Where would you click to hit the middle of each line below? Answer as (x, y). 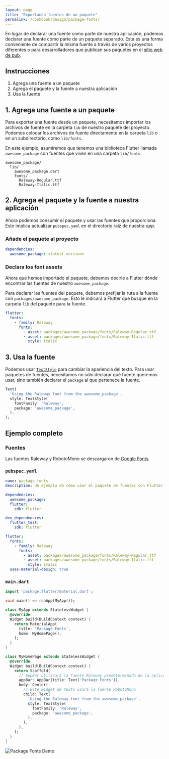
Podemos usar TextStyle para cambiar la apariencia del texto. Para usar (80, 369)
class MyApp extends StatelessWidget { (47, 610)
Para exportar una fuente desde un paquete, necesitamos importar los (78, 122)
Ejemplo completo (34, 433)
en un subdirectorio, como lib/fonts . (44, 138)
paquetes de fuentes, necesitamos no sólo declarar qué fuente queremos (81, 375)
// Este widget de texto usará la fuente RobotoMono (80, 690)
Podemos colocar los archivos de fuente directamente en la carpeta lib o (81, 133)
